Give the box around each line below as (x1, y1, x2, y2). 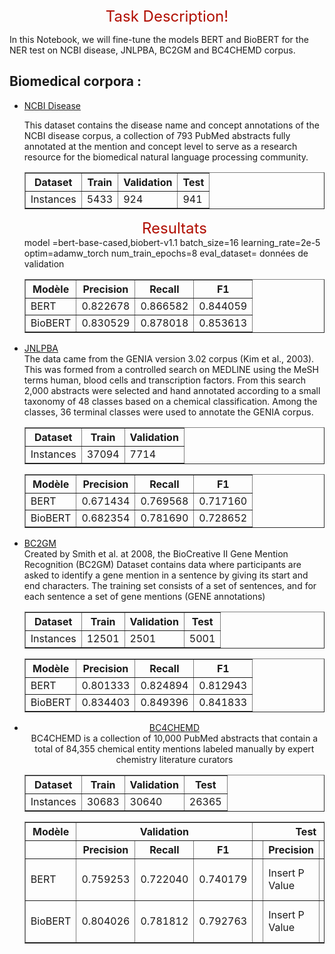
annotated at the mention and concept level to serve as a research (23, 140, 298, 152)
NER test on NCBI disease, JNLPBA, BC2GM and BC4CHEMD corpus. (9, 44, 296, 56)
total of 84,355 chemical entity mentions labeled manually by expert (34, 742, 315, 755)
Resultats (141, 218, 207, 238)
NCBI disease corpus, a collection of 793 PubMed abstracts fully (23, 129, 291, 141)
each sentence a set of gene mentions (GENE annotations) (23, 590, 266, 602)
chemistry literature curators (115, 753, 234, 765)
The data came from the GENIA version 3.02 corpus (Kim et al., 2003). (23, 352, 315, 365)
